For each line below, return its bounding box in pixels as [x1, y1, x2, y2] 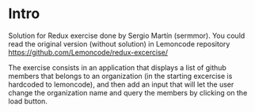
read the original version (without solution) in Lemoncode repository [8, 39, 230, 48]
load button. [8, 96, 48, 106]
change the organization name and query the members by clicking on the [8, 88, 248, 97]
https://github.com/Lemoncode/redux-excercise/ [8, 47, 169, 57]
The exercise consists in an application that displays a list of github [8, 62, 227, 72]
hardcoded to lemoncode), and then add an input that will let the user [8, 80, 234, 89]
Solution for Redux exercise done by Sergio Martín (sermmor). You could [8, 31, 245, 40]
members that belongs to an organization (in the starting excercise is [8, 71, 233, 80]
